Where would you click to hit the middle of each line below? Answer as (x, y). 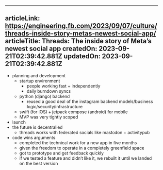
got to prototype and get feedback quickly (62, 153)
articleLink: (23, 18)
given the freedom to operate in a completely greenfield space (82, 148)
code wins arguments (34, 137)
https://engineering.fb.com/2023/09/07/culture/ (81, 26)
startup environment (40, 81)
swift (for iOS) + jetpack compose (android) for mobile (73, 112)
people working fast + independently (63, 86)
